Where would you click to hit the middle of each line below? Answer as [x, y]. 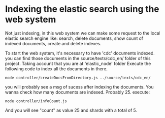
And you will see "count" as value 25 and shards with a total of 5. [71, 110]
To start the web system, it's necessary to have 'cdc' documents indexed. [80, 53]
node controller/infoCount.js [36, 101]
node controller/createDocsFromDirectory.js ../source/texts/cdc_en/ [78, 78]
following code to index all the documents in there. [56, 69]
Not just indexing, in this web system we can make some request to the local [83, 33]
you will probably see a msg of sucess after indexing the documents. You [79, 87]
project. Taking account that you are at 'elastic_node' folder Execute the [78, 63]
